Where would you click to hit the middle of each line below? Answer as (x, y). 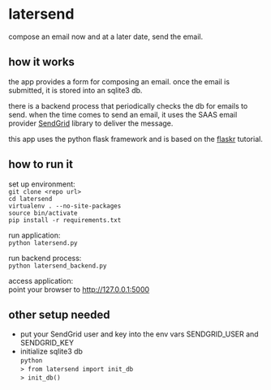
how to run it (41, 164)
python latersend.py (43, 243)
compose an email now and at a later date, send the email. (106, 36)
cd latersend (30, 199)
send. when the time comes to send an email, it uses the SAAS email (123, 114)
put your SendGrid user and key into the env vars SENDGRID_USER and (139, 334)
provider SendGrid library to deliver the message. (91, 123)
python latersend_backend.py (58, 266)
